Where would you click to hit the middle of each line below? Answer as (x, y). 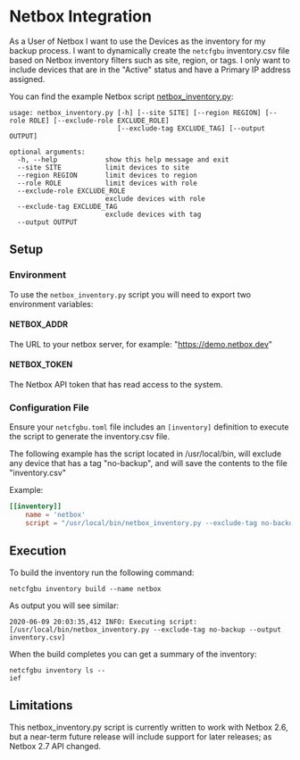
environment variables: (51, 304)
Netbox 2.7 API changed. (55, 746)
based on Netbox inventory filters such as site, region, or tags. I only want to (150, 60)
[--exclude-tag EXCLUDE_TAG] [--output (192, 128)
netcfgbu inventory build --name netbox (86, 589)
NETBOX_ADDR (39, 324)
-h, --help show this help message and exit (123, 159)
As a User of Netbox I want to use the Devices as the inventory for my (137, 41)
